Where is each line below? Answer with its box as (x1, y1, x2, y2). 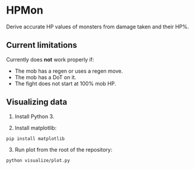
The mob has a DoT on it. (14, 73, 76, 80)
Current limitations (6, 40, 77, 50)
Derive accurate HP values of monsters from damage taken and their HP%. (6, 23, 190, 30)
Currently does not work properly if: (6, 56, 94, 63)
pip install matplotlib (6, 135, 65, 142)
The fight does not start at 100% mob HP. (14, 80, 117, 87)
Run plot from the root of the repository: (14, 146, 113, 153)
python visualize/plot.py (6, 157, 70, 163)
